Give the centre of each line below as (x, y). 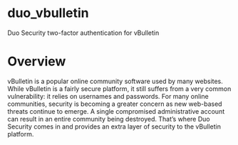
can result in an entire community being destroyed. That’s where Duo (109, 119)
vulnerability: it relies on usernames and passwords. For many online (108, 96)
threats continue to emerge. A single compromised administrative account (116, 111)
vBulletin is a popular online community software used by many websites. (115, 81)
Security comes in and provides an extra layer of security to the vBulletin (114, 127)
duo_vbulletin (48, 13)
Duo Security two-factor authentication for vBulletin (83, 33)
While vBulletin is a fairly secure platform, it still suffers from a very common (119, 88)
